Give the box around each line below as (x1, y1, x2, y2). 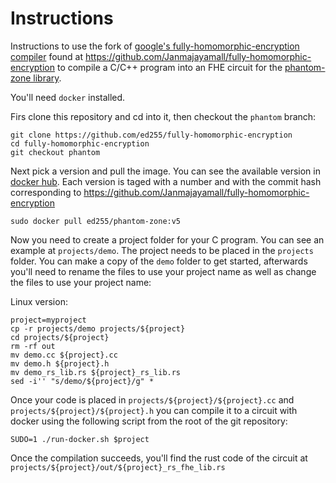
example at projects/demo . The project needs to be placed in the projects (10, 244, 314, 256)
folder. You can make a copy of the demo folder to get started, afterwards (10, 255, 308, 267)
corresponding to (10, 186, 82, 198)
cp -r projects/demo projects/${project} (10, 323, 186, 334)
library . (33, 72, 62, 84)
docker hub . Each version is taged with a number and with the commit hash (10, 175, 322, 187)
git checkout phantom (10, 147, 101, 157)
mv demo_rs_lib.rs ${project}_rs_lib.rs (10, 367, 182, 377)
